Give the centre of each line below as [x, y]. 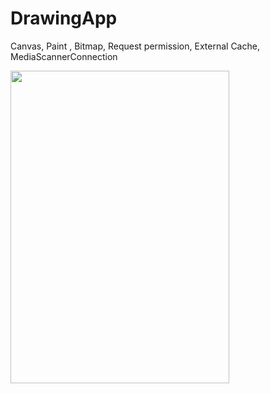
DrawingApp [64, 18]
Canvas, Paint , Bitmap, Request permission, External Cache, [135, 46]
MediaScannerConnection [64, 56]
